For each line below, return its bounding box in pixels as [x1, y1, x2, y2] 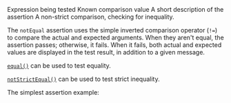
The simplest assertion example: [7, 88, 100, 96]
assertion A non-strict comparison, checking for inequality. [7, 12, 174, 21]
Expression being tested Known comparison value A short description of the [7, 6, 224, 13]
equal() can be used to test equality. [7, 62, 112, 70]
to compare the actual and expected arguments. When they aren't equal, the [7, 33, 224, 41]
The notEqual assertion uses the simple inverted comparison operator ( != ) [7, 26, 218, 34]
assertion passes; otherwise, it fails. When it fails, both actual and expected [7, 41, 222, 49]
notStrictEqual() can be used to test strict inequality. [7, 75, 160, 83]
